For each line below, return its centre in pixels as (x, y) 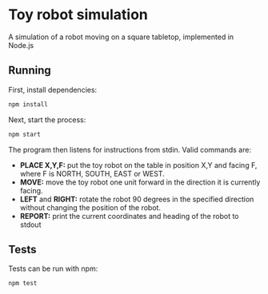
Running (30, 71)
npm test (23, 284)
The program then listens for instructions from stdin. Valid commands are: (130, 149)
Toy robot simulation (78, 15)
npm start (25, 134)
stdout (30, 224)
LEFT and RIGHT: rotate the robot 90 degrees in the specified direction (137, 199)
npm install (28, 104)
